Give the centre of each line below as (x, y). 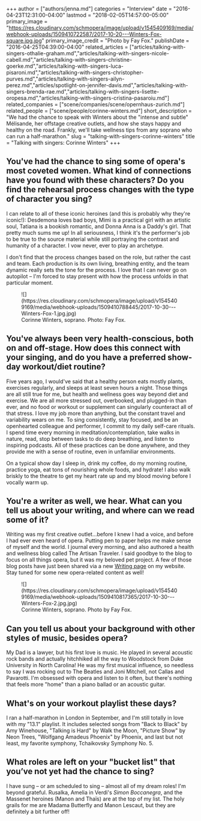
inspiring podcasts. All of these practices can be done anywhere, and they (98, 445)
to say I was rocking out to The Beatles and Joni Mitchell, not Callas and (95, 671)
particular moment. (30, 282)
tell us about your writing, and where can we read (100, 511)
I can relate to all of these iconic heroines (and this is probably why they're (98, 213)
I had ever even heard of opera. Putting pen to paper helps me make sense (99, 541)
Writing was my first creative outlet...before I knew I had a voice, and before (100, 535)
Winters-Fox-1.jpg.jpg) (49, 313)
